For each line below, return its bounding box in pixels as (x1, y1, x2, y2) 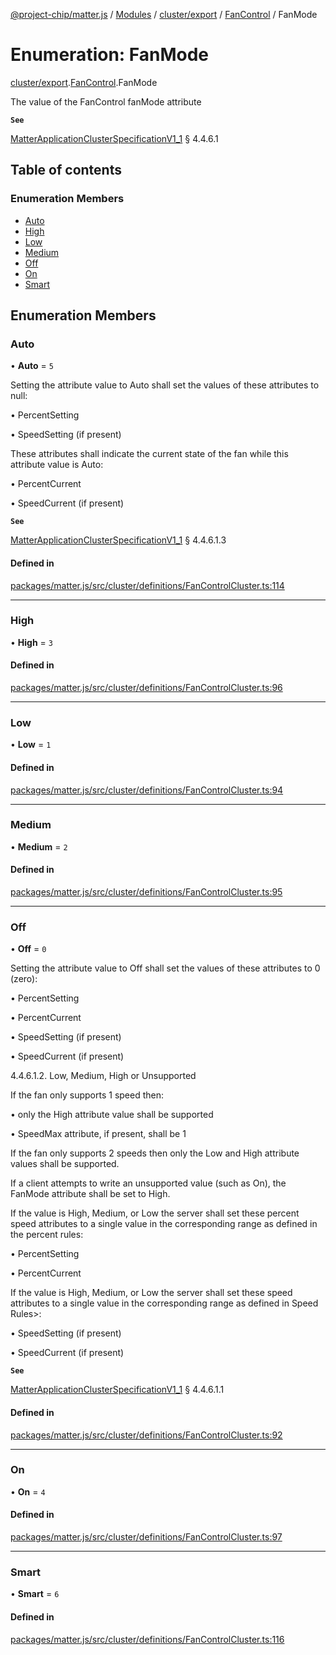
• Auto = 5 (10, 360, 54, 372)
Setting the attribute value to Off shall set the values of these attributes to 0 (10, 962, 321, 974)
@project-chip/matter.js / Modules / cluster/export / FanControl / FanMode (10, 9, 318, 20)
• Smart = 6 (10, 1588, 60, 1600)
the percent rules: (10, 1229, 84, 1241)
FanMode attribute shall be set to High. (10, 1188, 171, 1200)
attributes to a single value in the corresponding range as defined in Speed (10, 1297, 319, 1309)
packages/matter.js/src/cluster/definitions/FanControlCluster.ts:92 (10, 1429, 283, 1441)
